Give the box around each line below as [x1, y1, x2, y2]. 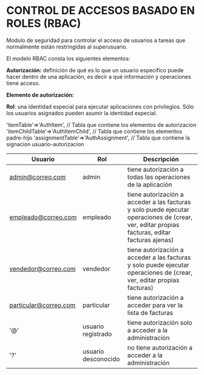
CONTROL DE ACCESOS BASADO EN [6, 4, 195, 18]
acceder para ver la [127, 301, 183, 309]
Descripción [143, 155, 179, 163]
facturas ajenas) [127, 235, 174, 244]
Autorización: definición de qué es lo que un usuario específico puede [6, 66, 184, 73]
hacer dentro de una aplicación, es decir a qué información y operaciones [6, 73, 191, 80]
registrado [83, 329, 112, 338]
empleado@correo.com [9, 213, 77, 221]
